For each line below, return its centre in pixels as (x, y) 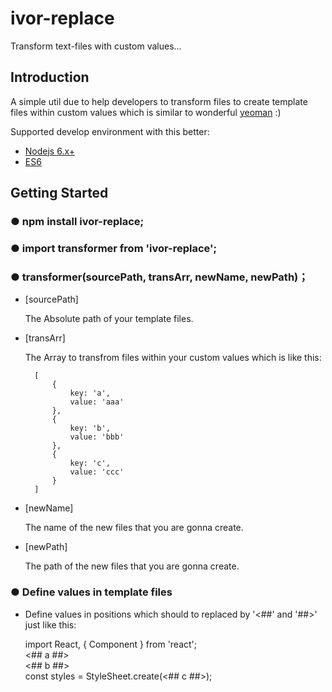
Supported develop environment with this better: (110, 131)
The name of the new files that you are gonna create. (134, 528)
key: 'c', (90, 463)
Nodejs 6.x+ (50, 151)
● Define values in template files (91, 592)
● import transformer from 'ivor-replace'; (114, 248)
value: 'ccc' (97, 472)
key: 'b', (90, 428)
